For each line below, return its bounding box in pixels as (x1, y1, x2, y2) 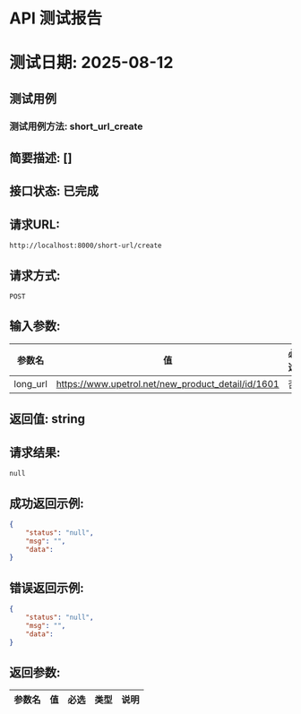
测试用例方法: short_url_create (9, 120, 143, 133)
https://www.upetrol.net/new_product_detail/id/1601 (56, 377, 279, 390)
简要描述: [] (9, 151, 73, 166)
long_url (13, 377, 47, 390)
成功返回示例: (9, 495, 85, 511)
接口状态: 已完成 (9, 184, 99, 199)
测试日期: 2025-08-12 (9, 53, 174, 73)
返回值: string (9, 411, 86, 426)
